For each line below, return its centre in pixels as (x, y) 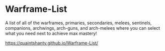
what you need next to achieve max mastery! (51, 33)
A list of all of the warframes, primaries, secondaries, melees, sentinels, (79, 23)
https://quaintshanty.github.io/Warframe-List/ (52, 43)
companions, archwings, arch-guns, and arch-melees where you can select (83, 28)
